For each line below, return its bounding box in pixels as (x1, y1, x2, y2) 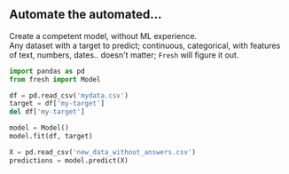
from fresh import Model (9, 75, 101, 83)
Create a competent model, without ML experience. (9, 30, 198, 41)
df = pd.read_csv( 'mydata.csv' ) (9, 91, 129, 100)
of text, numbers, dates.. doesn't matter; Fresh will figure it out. (9, 49, 239, 60)
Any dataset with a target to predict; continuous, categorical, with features (9, 40, 281, 51)
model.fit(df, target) (9, 132, 93, 141)
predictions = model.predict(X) (9, 155, 129, 165)
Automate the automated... (9, 7, 162, 22)
